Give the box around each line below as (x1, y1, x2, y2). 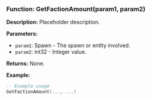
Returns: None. (6, 60, 45, 67)
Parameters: (6, 30, 38, 37)
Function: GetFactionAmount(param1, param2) (6, 5, 146, 13)
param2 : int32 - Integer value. (14, 48, 87, 55)
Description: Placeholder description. (6, 19, 100, 26)
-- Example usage (6, 83, 50, 89)
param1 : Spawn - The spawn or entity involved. (14, 42, 131, 49)
